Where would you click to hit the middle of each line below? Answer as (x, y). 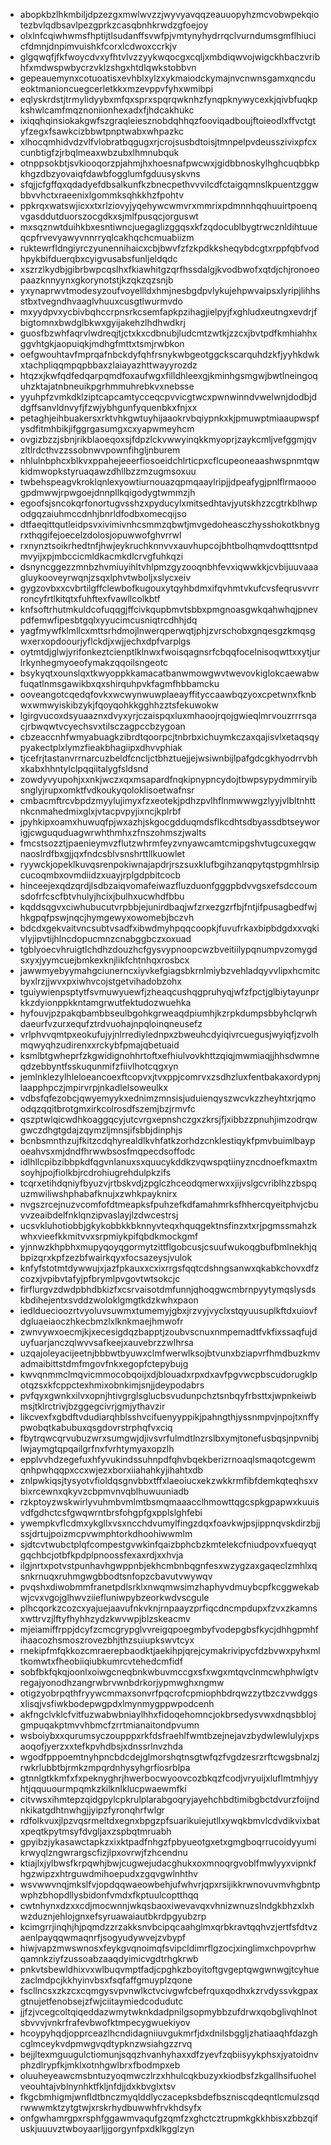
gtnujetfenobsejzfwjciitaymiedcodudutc (101, 2001)
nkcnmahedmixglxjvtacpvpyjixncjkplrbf (100, 811)
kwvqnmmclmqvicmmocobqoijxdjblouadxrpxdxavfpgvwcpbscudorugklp (168, 1374)
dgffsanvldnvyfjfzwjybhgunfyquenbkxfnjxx (108, 407)
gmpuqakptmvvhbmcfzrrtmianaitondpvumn (109, 1725)
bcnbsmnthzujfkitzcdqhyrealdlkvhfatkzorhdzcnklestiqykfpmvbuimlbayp (167, 1140)
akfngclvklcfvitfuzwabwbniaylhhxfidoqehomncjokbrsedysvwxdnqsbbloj (168, 1714)
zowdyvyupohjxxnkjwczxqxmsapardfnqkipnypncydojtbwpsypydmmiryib (168, 779)
